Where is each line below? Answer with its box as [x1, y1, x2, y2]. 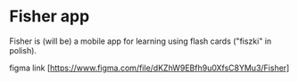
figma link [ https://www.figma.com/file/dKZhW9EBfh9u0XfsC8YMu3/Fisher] [9, 62, 290, 73]
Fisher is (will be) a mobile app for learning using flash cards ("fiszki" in [9, 36, 272, 46]
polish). [9, 45, 37, 55]
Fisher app [9, 6, 90, 27]
